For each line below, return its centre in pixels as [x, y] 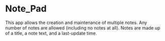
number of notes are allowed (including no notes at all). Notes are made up [83, 27]
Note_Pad [26, 9]
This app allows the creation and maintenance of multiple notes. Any [76, 22]
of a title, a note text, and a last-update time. [51, 33]
